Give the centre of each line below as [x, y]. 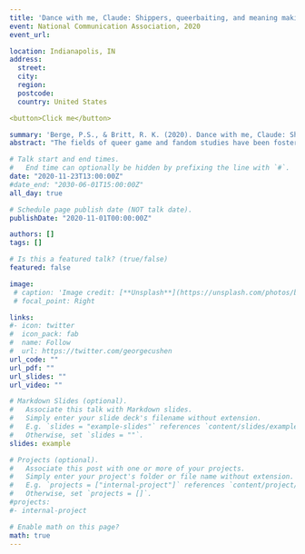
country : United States [62, 102]
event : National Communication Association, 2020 [105, 26]
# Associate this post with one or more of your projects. [128, 469]
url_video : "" [36, 385]
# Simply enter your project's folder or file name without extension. [152, 477]
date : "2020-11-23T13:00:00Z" [67, 176]
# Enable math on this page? [64, 527]
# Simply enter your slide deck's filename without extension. [135, 419]
